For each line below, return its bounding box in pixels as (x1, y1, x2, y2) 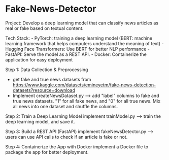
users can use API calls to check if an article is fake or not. (5, 134, 128, 140)
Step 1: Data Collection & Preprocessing (5, 67, 88, 73)
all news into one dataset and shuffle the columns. (12, 103, 118, 109)
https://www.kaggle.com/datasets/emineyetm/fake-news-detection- (12, 82, 156, 88)
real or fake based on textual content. (5, 25, 84, 31)
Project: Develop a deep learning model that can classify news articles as (5, 20, 159, 26)
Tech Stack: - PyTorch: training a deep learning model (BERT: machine (5, 35, 153, 41)
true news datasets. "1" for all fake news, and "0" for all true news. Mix (12, 98, 161, 104)
